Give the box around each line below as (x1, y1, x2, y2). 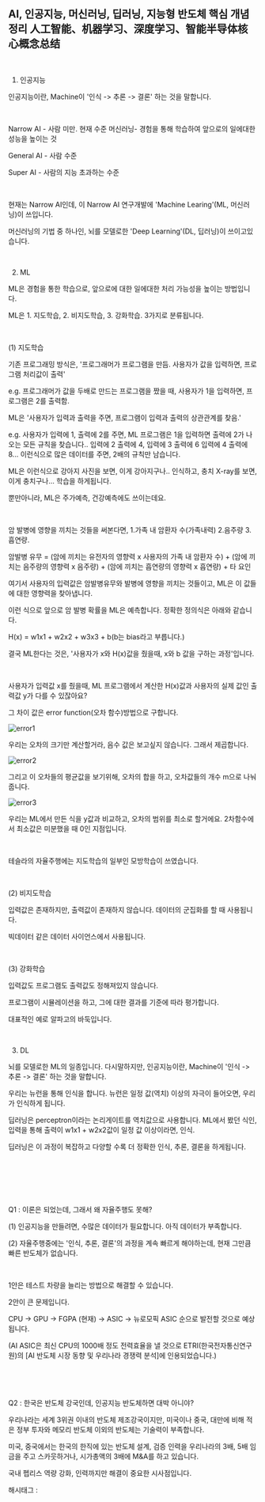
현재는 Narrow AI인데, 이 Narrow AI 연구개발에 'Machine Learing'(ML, (8, 199, 229, 209)
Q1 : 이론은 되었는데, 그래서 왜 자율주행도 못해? (8, 1204, 153, 1214)
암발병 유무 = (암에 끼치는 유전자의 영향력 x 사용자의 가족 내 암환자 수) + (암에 (8, 552, 248, 561)
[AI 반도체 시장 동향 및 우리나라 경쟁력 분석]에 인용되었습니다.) (25, 1350, 218, 1360)
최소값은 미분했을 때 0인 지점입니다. (16, 824, 127, 833)
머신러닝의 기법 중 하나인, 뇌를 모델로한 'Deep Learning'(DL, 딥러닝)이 (8, 226, 226, 236)
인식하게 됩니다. (16, 1098, 66, 1108)
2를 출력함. (35, 396, 70, 405)
